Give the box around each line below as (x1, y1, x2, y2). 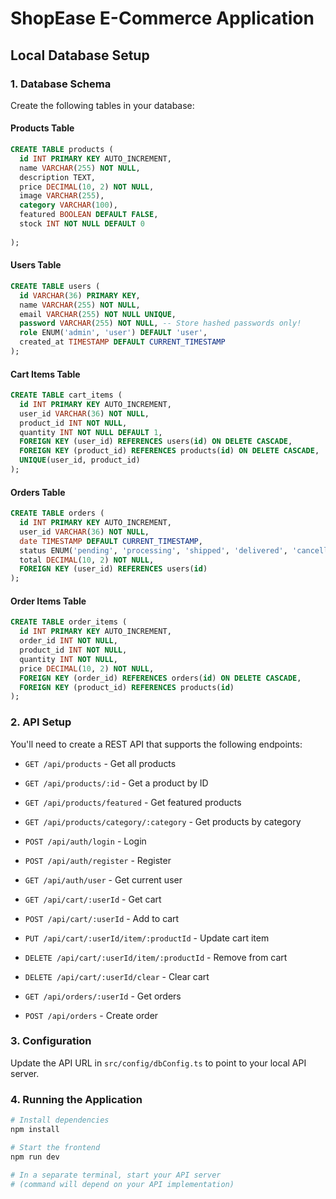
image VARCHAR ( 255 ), (19, 191, 105, 201)
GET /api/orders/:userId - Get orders (24, 990, 182, 1002)
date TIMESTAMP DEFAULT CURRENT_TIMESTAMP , (19, 536, 203, 546)
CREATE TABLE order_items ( (10, 617, 128, 627)
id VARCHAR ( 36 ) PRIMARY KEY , (19, 290, 141, 301)
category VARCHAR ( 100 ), (19, 200, 118, 211)
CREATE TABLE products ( (10, 145, 114, 155)
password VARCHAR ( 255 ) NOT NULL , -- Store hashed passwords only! (19, 318, 302, 329)
